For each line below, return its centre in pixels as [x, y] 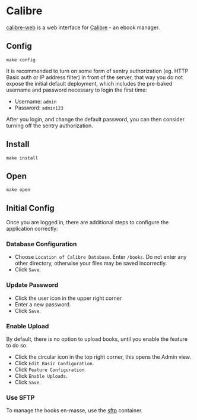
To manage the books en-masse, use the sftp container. [74, 410]
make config [21, 60]
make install [22, 158]
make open [18, 190]
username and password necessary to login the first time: [77, 90]
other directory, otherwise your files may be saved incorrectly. [91, 264]
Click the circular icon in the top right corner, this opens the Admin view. [103, 357]
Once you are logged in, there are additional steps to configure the [88, 222]
